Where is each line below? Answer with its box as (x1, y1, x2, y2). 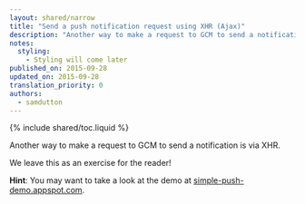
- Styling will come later (25, 55, 128, 64)
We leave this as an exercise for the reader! (9, 158, 172, 169)
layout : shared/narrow (9, 13, 95, 23)
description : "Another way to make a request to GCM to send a (9, 30, 254, 39)
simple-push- (193, 175, 244, 186)
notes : (9, 38, 34, 48)
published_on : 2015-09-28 (9, 64, 107, 73)
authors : (9, 89, 43, 98)
